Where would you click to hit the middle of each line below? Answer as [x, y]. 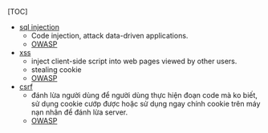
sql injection [39, 27]
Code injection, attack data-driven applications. [110, 36]
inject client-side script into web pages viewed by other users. [134, 61]
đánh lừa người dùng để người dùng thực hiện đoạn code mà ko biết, [144, 95]
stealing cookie [56, 70]
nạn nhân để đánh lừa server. [79, 112]
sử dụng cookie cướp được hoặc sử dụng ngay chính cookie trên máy [146, 104]
